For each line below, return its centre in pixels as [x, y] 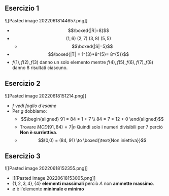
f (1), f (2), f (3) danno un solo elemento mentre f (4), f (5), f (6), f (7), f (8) [82, 62]
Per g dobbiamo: [29, 111]
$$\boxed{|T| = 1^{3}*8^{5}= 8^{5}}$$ [89, 54]
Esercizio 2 [23, 84]
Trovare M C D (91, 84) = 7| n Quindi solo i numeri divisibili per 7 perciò [91, 127]
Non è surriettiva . [39, 132]
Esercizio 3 [23, 156]
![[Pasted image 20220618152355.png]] [46, 168]
